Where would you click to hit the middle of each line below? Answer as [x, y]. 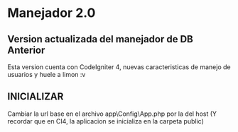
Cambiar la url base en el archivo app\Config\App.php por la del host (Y [112, 114]
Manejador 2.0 [52, 13]
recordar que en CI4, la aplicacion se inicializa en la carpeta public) [106, 121]
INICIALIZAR [36, 97]
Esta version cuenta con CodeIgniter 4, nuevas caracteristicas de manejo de [119, 67]
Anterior [26, 50]
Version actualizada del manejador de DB [101, 39]
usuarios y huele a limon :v [47, 74]
